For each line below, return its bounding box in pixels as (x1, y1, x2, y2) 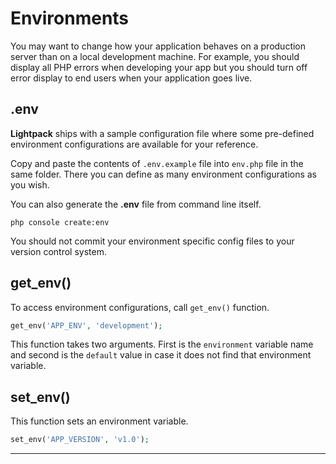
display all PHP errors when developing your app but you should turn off (10, 61, 308, 73)
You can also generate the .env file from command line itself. (10, 198, 262, 210)
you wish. (10, 178, 50, 191)
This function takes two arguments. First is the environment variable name (10, 338, 314, 351)
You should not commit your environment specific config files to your (10, 235, 295, 247)
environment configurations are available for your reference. (10, 138, 259, 150)
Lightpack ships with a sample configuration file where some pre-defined (10, 127, 315, 139)
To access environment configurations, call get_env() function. (10, 301, 270, 313)
